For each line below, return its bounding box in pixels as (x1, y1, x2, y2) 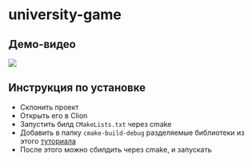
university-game (8, 6, 122, 24)
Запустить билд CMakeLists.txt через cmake (19, 119, 172, 128)
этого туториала (19, 136, 76, 145)
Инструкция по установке (8, 81, 146, 95)
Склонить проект (19, 102, 79, 112)
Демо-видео (8, 38, 76, 51)
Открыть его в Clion (19, 110, 88, 121)
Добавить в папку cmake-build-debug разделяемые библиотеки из (19, 128, 246, 137)
